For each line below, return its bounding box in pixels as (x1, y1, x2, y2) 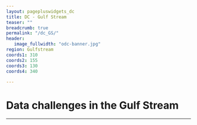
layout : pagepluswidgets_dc (6, 8, 75, 15)
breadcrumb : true (6, 25, 49, 31)
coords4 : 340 (6, 68, 38, 74)
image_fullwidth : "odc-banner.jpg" (13, 41, 101, 47)
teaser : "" (6, 19, 33, 25)
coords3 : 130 (6, 62, 38, 69)
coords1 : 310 (6, 52, 38, 58)
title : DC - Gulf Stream (6, 14, 67, 20)
